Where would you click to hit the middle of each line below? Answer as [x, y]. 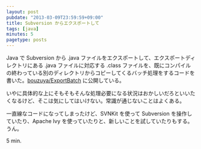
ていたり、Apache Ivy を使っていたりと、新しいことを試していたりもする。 [100, 121]
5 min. [14, 141]
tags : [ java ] [23, 29]
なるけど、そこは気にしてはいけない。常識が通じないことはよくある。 [98, 101]
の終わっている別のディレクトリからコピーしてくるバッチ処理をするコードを [101, 73]
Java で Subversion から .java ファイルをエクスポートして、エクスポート [96, 58]
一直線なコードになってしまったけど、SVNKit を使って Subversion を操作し [99, 113]
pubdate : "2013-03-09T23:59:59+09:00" [55, 17]
